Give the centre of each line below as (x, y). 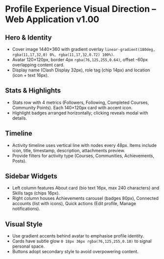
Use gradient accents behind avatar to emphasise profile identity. (78, 236)
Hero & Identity (29, 37)
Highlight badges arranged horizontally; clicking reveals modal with (80, 113)
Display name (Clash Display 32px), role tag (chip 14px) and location (81, 70)
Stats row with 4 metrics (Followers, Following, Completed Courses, (81, 102)
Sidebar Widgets (31, 177)
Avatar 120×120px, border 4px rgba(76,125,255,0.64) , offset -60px (80, 59)
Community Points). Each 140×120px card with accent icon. (72, 107)
